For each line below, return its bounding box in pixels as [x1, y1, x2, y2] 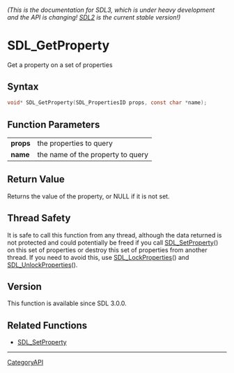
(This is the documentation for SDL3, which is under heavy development [7, 6, 215, 14]
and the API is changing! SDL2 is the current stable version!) [7, 13, 181, 21]
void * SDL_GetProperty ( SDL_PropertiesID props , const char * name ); [7, 99, 208, 106]
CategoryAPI [7, 358, 44, 367]
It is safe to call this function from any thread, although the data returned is [7, 231, 222, 239]
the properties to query [37, 138, 113, 148]
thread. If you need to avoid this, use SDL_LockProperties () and [7, 253, 189, 261]
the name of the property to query [37, 150, 148, 160]
